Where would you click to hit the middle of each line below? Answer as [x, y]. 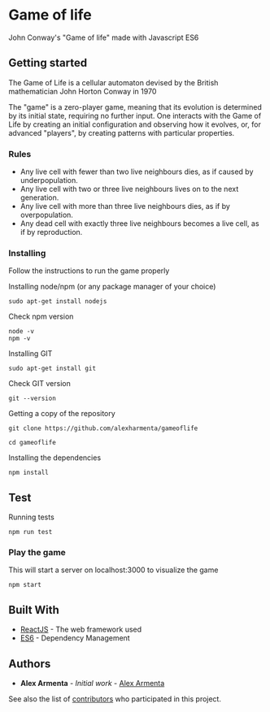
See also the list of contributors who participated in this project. [115, 699]
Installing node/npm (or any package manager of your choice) [112, 287]
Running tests [31, 517]
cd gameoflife [33, 443]
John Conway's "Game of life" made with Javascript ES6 [104, 37]
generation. [39, 198]
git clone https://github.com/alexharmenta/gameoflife [103, 428]
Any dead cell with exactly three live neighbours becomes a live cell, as [139, 224]
